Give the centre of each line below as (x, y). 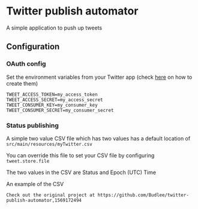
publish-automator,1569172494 (44, 200)
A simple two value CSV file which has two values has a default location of (98, 138)
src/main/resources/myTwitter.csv (49, 144)
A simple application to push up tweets (54, 28)
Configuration (33, 47)
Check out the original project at (51, 195)
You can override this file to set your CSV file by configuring (80, 155)
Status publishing (32, 125)
